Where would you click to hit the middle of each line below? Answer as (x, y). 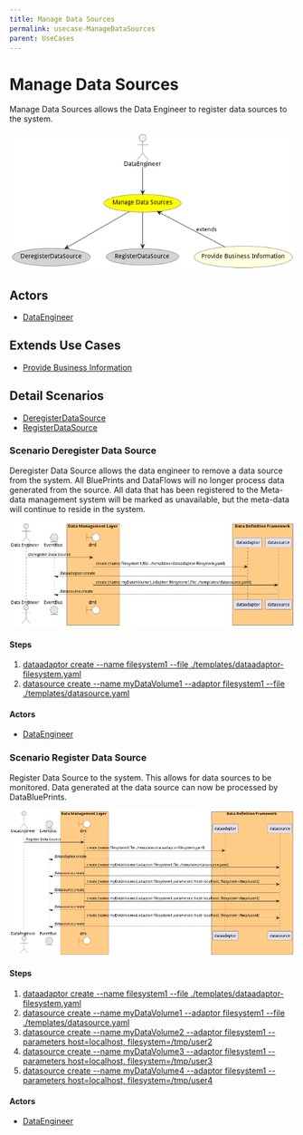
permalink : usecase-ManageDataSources (82, 29)
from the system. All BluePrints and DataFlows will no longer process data (147, 480)
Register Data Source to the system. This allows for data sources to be (141, 777)
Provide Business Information (77, 367)
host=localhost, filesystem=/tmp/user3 (140, 1062)
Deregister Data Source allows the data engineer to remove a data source (146, 470)
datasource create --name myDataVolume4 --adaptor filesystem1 (144, 1071)
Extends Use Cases (65, 346)
